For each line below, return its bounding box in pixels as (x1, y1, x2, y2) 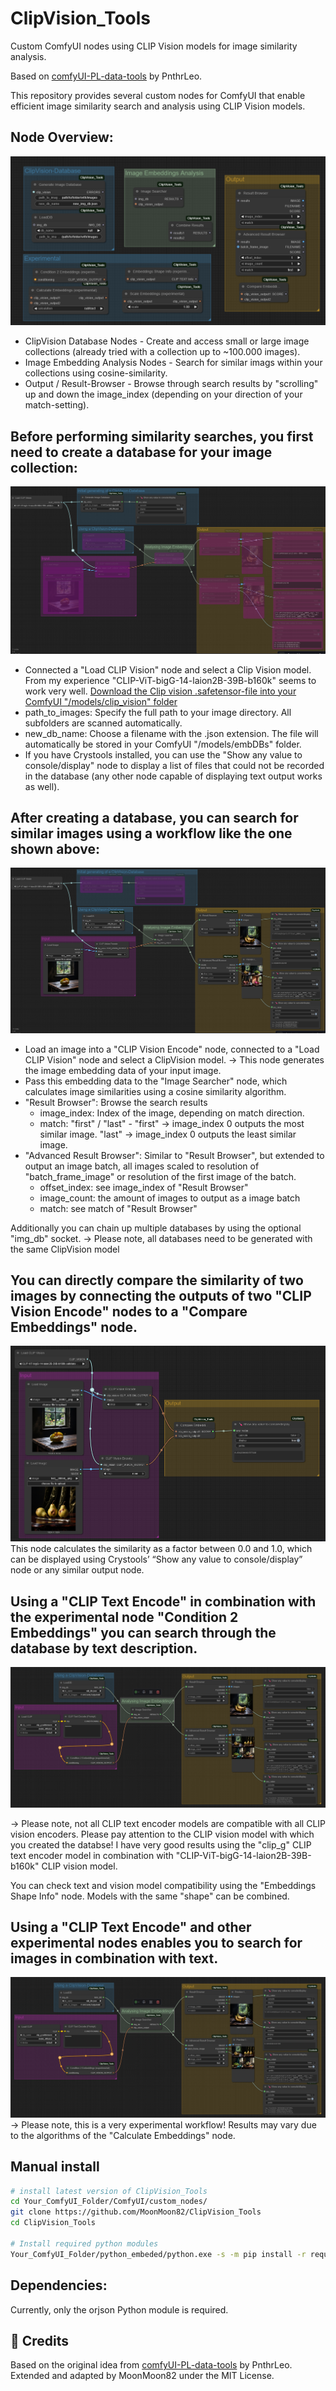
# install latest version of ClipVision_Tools (10, 2186, 208, 2196)
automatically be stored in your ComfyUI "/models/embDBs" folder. (24, 738, 302, 750)
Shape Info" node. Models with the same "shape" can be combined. (10, 1890, 290, 1902)
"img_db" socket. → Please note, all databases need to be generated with (10, 1232, 313, 1244)
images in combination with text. (10, 1950, 219, 1967)
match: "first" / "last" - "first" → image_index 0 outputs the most (39, 1117, 305, 1129)
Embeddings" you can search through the (10, 1624, 277, 1641)
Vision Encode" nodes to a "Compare (10, 1303, 248, 1321)
